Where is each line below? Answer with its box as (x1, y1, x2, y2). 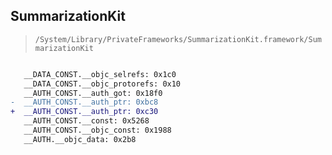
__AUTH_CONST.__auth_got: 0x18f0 (23, 88, 163, 98)
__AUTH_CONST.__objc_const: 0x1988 (23, 125, 172, 136)
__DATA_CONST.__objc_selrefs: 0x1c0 (23, 69, 177, 79)
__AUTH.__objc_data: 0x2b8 (23, 134, 137, 144)
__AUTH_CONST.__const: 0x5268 (23, 116, 150, 126)
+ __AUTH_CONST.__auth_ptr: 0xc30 (10, 107, 159, 117)
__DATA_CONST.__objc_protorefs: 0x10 (23, 79, 182, 89)
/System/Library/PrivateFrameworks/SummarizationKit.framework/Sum (34, 34, 322, 44)
